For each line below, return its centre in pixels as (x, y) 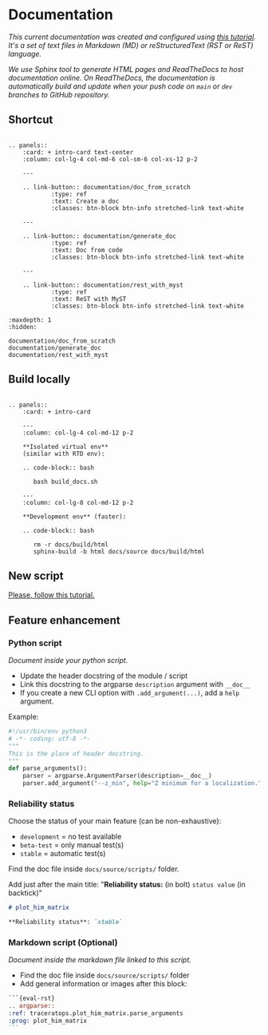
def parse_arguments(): (48, 768)
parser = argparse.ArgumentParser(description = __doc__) (118, 776)
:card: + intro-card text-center (78, 152)
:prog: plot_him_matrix (48, 1021)
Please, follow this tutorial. (51, 595)
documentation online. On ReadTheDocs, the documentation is (112, 77)
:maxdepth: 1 (30, 320)
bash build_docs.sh (65, 482)
